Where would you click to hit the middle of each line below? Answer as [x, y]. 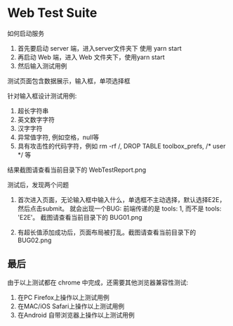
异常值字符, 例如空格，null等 [58, 137]
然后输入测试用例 [42, 65]
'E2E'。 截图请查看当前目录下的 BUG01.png [80, 217]
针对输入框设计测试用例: [42, 96]
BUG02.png [34, 240]
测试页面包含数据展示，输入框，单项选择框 [69, 81]
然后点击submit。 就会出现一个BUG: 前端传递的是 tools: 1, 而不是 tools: [119, 208]
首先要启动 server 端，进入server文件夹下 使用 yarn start [100, 48]
